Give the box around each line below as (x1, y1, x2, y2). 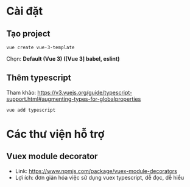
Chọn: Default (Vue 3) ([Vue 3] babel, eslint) (6, 55, 120, 62)
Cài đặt (6, 4, 43, 18)
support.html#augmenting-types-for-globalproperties (6, 95, 141, 103)
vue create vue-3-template (6, 44, 75, 50)
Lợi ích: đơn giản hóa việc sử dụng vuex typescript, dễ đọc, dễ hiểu (15, 174, 185, 181)
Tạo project (6, 29, 51, 39)
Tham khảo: (6, 89, 37, 96)
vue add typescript (6, 107, 56, 113)
